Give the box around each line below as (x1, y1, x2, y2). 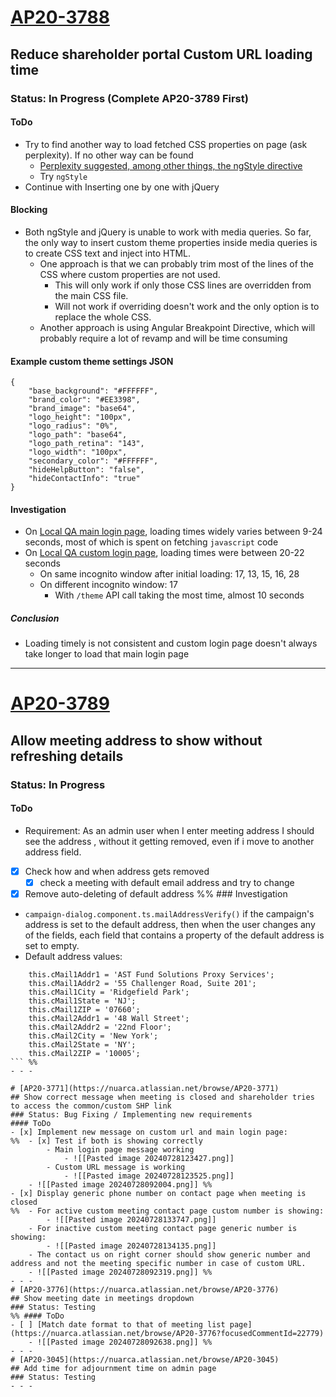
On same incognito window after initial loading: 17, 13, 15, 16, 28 (39, 568, 300, 580)
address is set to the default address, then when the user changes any (24, 919, 316, 931)
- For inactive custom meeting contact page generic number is (28, 1224, 298, 1234)
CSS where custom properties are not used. (39, 268, 221, 280)
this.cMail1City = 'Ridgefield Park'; (28, 987, 190, 998)
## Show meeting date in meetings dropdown (10, 1294, 195, 1304)
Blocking (10, 204, 48, 216)
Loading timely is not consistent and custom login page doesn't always (24, 637, 318, 650)
